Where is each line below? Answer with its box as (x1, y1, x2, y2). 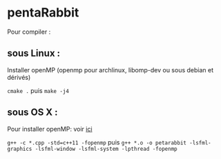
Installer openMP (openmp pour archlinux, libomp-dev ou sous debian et (7, 65, 214, 74)
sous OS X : (7, 107, 58, 118)
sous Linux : (7, 47, 61, 59)
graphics (7, 145, 32, 152)
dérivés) (7, 73, 31, 81)
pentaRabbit (7, 5, 79, 21)
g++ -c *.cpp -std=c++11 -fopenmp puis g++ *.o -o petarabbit (7, 138, 186, 146)
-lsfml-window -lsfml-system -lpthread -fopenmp (35, 145, 177, 152)
